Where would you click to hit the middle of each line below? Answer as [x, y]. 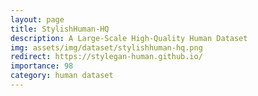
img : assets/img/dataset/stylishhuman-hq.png [106, 47]
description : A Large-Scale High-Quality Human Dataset [129, 38]
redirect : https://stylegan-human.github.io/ [106, 57]
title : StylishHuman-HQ [60, 29]
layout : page [37, 19]
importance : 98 [42, 66]
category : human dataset [62, 76]
